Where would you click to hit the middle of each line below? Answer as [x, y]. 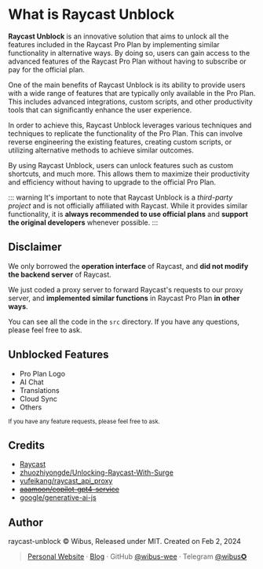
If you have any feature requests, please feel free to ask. [84, 421]
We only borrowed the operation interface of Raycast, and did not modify [128, 266]
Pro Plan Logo [42, 373]
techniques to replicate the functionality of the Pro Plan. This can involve [126, 133]
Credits [27, 445]
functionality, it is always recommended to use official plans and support [128, 214]
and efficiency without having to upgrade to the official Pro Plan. [112, 182]
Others [31, 407]
